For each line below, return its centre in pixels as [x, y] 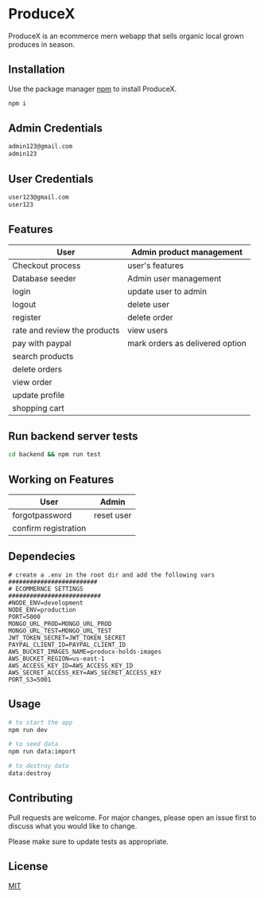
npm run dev [28, 730]
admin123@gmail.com [41, 147]
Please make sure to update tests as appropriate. [89, 841]
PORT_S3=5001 [30, 679]
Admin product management [186, 252]
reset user [113, 515]
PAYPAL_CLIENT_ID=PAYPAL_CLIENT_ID [67, 644]
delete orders [37, 369]
